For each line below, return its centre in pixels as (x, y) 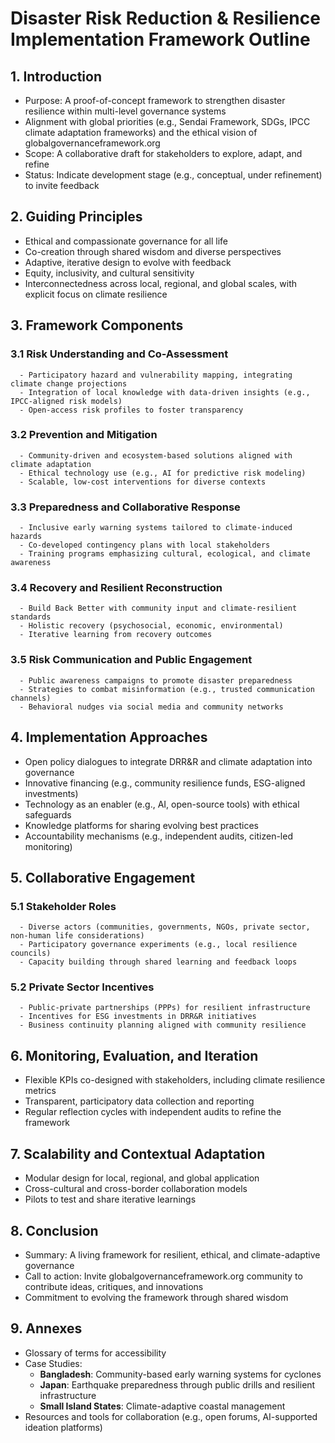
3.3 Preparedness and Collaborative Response (125, 507)
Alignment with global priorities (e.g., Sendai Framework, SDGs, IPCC (167, 121)
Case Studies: (53, 1363)
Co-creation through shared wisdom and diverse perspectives (153, 251)
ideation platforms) (63, 1427)
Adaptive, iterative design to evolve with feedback (128, 262)
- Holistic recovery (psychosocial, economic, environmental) (151, 626)
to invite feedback (62, 185)
